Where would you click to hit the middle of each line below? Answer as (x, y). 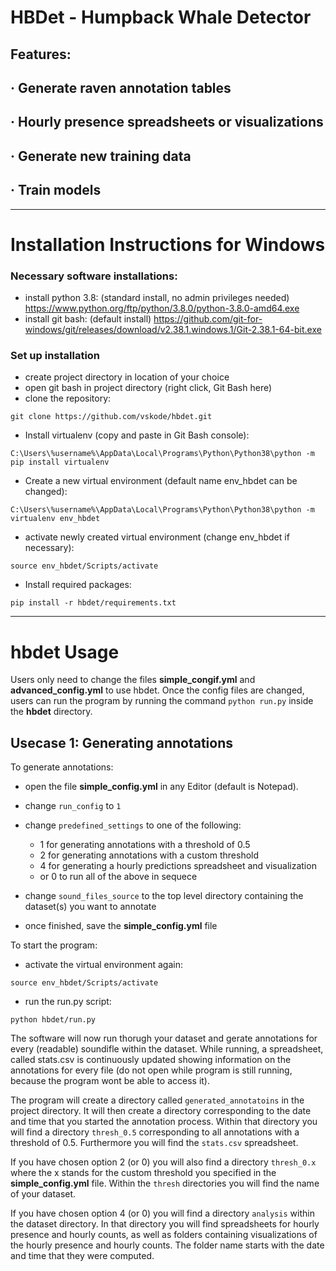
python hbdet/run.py (53, 1020)
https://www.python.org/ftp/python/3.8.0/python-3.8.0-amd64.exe (162, 308)
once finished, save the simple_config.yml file (121, 926)
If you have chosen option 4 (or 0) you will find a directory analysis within (162, 1213)
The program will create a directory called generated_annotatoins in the (157, 1100)
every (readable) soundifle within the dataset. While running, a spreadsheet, (167, 1049)
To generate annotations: (62, 767)
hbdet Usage (65, 652)
